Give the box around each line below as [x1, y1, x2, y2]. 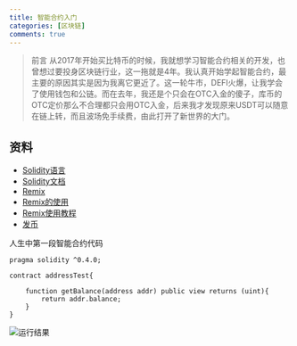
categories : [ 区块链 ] [9, 21, 86, 30]
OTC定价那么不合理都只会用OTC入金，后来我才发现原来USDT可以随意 [30, 100, 289, 111]
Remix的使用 [21, 197, 70, 208]
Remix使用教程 [21, 208, 78, 218]
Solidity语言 [21, 165, 66, 176]
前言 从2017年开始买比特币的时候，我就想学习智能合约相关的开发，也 [30, 55, 285, 66]
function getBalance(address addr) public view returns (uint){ [25, 287, 269, 296]
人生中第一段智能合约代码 [9, 238, 103, 249]
